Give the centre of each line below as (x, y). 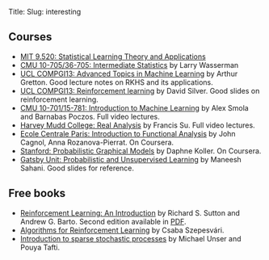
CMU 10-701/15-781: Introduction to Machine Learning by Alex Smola (134, 107)
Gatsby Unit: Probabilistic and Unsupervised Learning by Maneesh (131, 159)
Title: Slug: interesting (45, 12)
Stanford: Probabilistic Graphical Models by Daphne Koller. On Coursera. (141, 151)
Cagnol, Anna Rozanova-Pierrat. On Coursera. (97, 142)
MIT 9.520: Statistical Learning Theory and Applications (113, 57)
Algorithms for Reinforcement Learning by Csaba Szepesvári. (122, 230)
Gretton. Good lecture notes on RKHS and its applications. (116, 82)
